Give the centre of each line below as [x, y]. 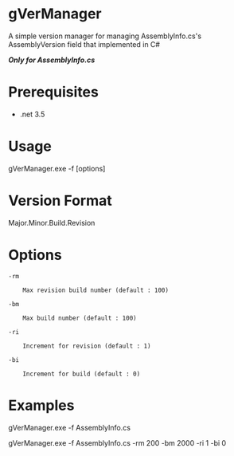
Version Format [60, 201]
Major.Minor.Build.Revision [52, 222]
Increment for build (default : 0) [82, 374]
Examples [41, 405]
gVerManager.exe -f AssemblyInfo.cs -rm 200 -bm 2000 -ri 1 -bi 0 [117, 442]
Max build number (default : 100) [80, 318]
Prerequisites [54, 92]
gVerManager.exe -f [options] [57, 168]
